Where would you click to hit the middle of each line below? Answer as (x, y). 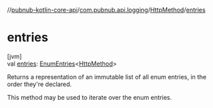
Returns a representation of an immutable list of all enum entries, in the (107, 77)
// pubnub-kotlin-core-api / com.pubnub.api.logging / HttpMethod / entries (106, 10)
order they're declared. (40, 84)
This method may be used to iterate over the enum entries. (89, 97)
